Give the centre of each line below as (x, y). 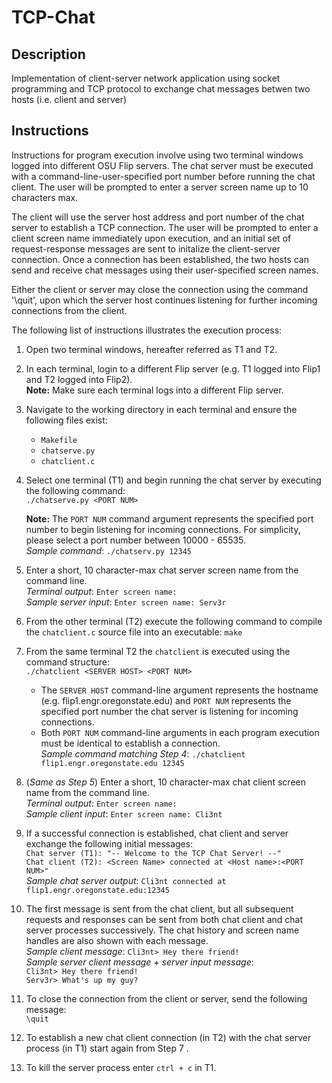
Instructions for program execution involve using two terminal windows (157, 155)
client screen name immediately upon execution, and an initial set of (151, 238)
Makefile (59, 440)
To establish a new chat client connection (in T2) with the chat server (168, 1037)
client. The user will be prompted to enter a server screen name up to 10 (160, 187)
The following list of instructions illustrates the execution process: (147, 330)
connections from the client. (69, 310)
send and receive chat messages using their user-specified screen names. (165, 270)
